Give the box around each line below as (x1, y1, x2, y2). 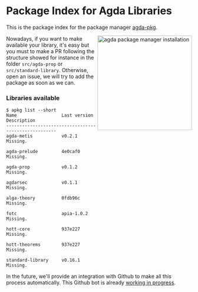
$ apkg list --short (6, 108, 57, 113)
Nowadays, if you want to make (6, 35, 82, 42)
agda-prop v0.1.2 (6, 164, 78, 170)
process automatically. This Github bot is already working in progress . (6, 279, 176, 286)
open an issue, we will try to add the (6, 73, 94, 80)
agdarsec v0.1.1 (6, 180, 78, 186)
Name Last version (6, 112, 94, 119)
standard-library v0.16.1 (6, 257, 81, 264)
